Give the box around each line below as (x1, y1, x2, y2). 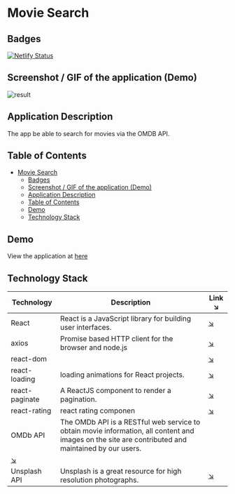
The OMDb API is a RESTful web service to (59, 418, 201, 427)
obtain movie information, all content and (59, 426, 194, 436)
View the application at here (7, 252, 88, 260)
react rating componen (59, 406, 135, 415)
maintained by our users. (59, 443, 142, 453)
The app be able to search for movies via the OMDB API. (7, 129, 170, 138)
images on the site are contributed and (59, 435, 187, 445)
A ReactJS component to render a (59, 386, 171, 396)
